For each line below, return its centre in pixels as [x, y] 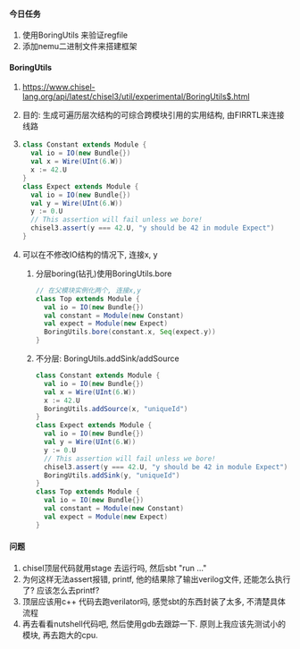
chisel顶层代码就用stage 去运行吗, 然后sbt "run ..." [114, 568]
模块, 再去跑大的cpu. [60, 635]
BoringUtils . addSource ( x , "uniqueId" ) [116, 409]
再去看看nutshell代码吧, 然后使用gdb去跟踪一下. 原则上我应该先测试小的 [154, 624]
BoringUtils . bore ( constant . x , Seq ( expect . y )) [129, 332]
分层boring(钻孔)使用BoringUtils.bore [104, 274]
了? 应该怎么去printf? [61, 590]
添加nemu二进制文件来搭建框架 [79, 46]
